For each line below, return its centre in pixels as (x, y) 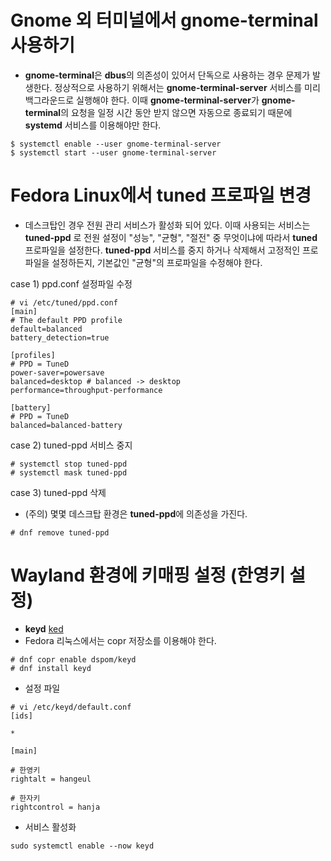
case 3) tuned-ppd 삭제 (58, 492)
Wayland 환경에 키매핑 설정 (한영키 (148, 575)
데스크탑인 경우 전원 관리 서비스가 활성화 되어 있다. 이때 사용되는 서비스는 (167, 225)
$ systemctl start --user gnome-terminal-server (113, 152)
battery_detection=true (60, 337)
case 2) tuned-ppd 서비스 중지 (71, 445)
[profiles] (33, 355)
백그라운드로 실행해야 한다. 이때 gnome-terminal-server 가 (142, 100)
